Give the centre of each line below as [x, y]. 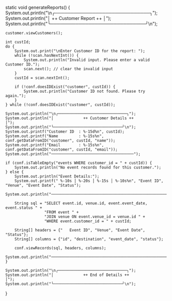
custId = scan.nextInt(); [42, 78]
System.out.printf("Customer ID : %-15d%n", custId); [65, 132]
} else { [15, 172]
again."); [16, 96]
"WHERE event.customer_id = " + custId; [88, 221]
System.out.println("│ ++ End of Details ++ [67, 275]
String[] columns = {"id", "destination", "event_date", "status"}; [89, 239]
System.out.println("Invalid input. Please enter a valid [87, 60]
